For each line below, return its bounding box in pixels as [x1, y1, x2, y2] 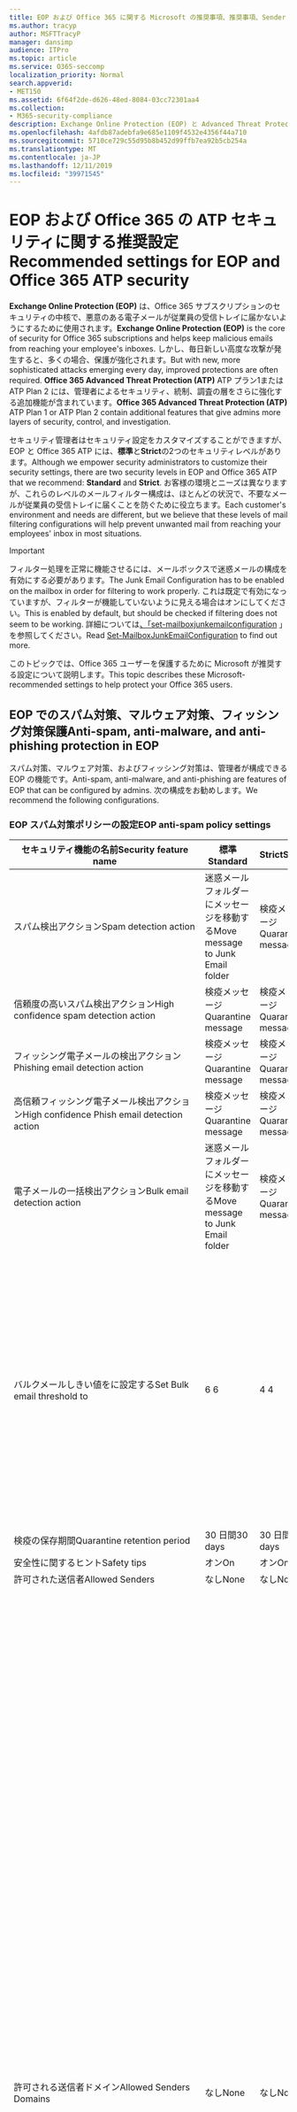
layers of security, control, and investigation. [9, 417, 171, 428]
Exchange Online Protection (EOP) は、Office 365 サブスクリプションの [9, 301, 273, 312]
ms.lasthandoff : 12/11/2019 [9, 161, 113, 170]
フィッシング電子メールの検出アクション [13, 1050, 181, 1062]
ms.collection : [9, 104, 65, 112]
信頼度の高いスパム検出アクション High [13, 998, 175, 1010]
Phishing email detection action [13, 1061, 144, 1074]
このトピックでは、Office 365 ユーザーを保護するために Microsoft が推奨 [9, 659, 275, 669]
